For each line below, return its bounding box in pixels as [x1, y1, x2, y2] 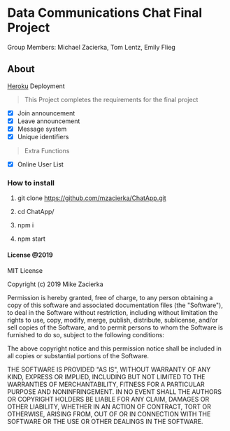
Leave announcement [17, 117, 80, 125]
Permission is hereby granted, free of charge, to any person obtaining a [7, 293, 213, 302]
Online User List [17, 160, 64, 169]
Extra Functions [24, 147, 70, 155]
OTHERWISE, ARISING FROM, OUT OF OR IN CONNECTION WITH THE [7, 409, 211, 418]
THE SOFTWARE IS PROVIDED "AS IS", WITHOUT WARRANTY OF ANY [7, 365, 211, 374]
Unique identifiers [17, 132, 69, 141]
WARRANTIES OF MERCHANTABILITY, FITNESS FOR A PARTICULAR [7, 380, 205, 388]
